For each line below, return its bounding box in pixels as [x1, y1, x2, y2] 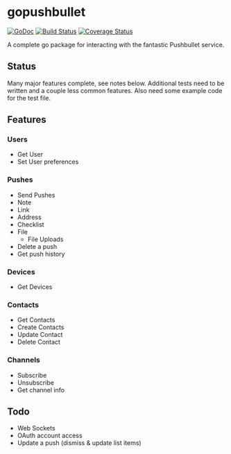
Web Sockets [17, 424, 55, 433]
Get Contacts [17, 316, 55, 324]
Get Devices [17, 283, 53, 291]
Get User [17, 150, 44, 159]
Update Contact [17, 331, 63, 339]
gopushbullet [7, 4, 86, 20]
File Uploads [27, 235, 64, 243]
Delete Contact [17, 338, 61, 347]
